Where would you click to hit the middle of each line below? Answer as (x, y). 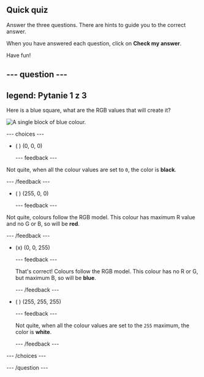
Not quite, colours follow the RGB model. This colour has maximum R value (101, 217)
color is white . (33, 332)
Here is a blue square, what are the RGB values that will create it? (89, 111)
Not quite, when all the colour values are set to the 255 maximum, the (102, 325)
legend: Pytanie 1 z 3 (47, 95)
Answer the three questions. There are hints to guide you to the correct (96, 25)
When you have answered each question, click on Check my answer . (94, 43)
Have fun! (19, 55)
